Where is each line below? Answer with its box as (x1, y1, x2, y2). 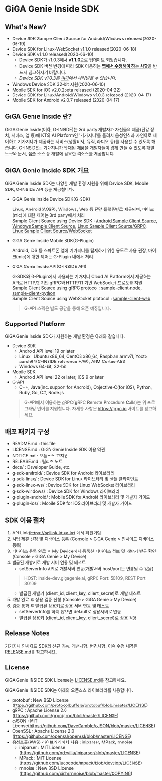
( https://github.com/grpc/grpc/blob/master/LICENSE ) (12, 712, 119, 718)
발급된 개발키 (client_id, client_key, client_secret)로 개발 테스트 (19, 591, 141, 596)
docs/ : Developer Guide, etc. (12, 464, 71, 470)
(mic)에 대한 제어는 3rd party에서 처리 (12, 212, 85, 218)
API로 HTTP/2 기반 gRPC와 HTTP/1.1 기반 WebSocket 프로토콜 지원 (12, 279, 142, 286)
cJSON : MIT (12, 718, 38, 724)
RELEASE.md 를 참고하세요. (5, 649, 57, 655)
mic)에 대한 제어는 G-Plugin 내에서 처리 (17, 253, 93, 259)
